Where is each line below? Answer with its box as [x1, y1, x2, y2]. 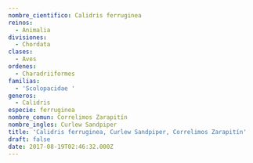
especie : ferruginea [8, 107, 76, 114]
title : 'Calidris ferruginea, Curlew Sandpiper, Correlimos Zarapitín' [8, 128, 247, 136]
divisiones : [8, 33, 47, 42]
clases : [8, 48, 34, 56]
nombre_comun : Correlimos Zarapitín [8, 114, 128, 121]
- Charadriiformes [15, 70, 76, 78]
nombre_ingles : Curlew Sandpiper [8, 121, 117, 129]
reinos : [8, 19, 34, 27]
